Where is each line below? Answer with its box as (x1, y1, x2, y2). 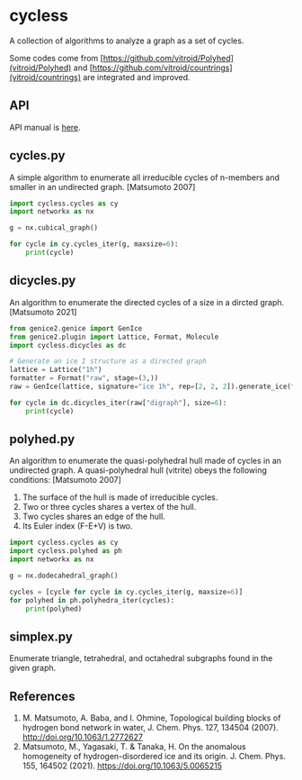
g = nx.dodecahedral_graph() (9, 571, 119, 581)
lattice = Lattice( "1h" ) (9, 366, 102, 375)
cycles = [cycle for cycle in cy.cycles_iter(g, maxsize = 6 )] (9, 587, 244, 596)
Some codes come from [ (9, 52, 103, 63)
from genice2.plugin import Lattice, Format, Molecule (9, 332, 219, 341)
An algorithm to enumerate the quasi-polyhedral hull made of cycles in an (9, 456, 281, 467)
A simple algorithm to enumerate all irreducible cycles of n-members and (9, 172, 280, 183)
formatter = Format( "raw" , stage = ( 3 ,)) (9, 374, 159, 383)
